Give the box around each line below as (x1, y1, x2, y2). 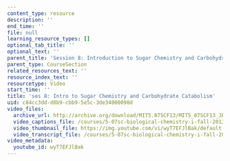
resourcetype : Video (7, 80, 66, 87)
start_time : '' (7, 86, 51, 93)
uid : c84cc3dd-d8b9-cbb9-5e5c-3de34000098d (7, 99, 133, 106)
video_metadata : (7, 138, 53, 145)
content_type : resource (7, 10, 75, 17)
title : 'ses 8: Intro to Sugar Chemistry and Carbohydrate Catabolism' (7, 93, 216, 100)
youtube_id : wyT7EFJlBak (13, 144, 84, 151)
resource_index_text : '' (7, 73, 78, 81)
